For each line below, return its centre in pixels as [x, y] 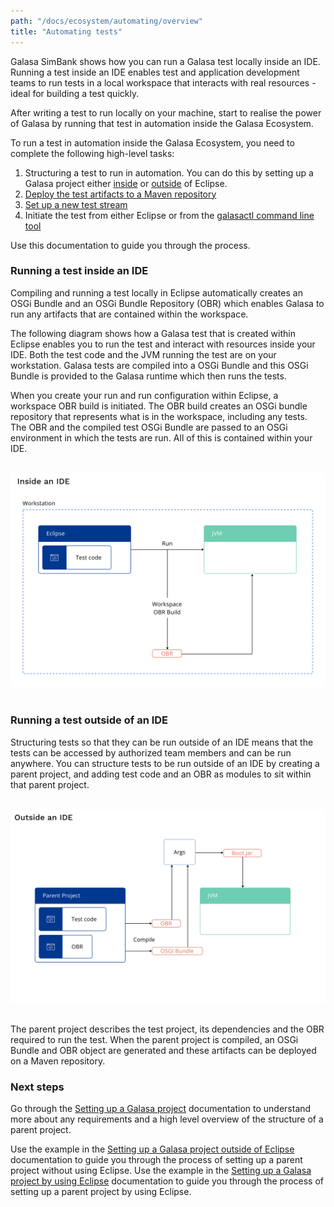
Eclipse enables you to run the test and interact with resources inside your [163, 344]
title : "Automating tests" [66, 31]
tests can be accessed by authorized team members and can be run [151, 752]
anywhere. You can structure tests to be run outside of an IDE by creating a [165, 763]
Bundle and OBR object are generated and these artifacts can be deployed [163, 1050]
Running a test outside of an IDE [89, 720]
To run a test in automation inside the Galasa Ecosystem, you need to [152, 142]
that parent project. [50, 784]
